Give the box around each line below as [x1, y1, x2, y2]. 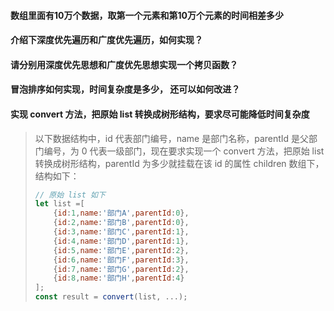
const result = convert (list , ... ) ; [34, 292, 188, 302]
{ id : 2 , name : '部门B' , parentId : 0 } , [53, 218, 190, 228]
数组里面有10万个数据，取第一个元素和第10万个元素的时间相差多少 [10, 9, 284, 21]
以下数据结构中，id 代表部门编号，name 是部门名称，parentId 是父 [34, 132, 310, 144]
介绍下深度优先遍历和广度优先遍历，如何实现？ [10, 34, 203, 46]
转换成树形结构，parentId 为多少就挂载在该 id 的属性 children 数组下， [34, 157, 325, 169]
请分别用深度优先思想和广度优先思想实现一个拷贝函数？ [10, 58, 238, 70]
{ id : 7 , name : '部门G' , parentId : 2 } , [53, 264, 190, 274]
